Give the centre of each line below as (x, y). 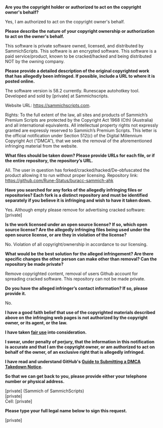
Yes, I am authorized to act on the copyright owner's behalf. (65, 22)
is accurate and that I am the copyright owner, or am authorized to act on (80, 347)
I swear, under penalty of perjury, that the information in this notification (80, 342)
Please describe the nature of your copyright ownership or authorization (80, 31)
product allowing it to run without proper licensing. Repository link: (72, 175)
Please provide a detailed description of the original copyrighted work (77, 71)
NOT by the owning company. (35, 61)
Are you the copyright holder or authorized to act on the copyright (73, 7)
